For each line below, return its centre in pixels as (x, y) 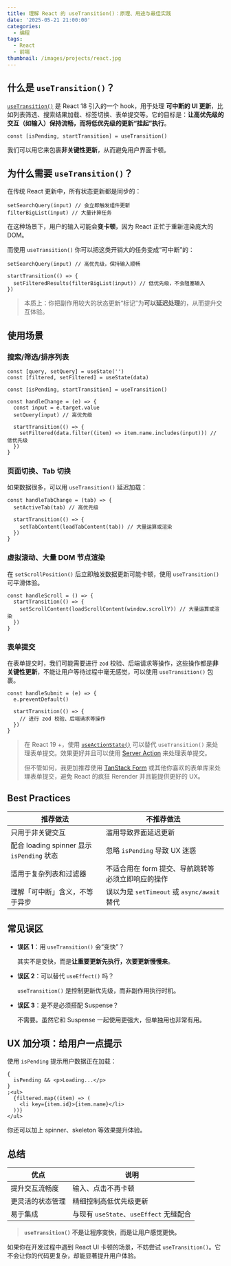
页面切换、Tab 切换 (39, 471)
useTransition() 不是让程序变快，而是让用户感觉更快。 (102, 1232)
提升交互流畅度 (35, 1188)
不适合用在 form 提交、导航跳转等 (160, 868)
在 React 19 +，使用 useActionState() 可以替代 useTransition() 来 (118, 744)
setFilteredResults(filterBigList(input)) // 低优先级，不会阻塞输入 (109, 284)
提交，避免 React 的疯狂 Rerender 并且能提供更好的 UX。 (123, 776)
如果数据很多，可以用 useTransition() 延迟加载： (77, 487)
